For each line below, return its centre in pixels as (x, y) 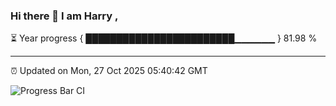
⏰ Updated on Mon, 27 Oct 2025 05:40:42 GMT (109, 71)
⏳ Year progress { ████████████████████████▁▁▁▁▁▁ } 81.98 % (164, 38)
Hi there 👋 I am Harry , (64, 16)
